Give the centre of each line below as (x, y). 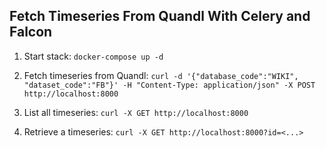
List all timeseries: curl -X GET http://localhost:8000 (136, 112)
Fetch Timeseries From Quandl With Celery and (160, 16)
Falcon (31, 32)
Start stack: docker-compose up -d (93, 56)
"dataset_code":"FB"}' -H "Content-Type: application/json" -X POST (169, 85)
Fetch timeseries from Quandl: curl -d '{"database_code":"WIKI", (161, 75)
